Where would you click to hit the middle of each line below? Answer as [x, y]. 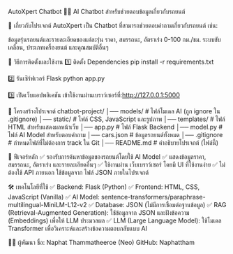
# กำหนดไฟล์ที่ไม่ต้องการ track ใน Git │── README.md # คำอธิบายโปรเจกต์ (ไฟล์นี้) [113, 143]
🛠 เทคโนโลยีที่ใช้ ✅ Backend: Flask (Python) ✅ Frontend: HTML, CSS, [104, 187]
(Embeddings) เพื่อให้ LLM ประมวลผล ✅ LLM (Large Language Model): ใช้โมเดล [115, 220]
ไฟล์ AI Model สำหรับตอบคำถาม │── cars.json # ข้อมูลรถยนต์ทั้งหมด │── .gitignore [115, 135]
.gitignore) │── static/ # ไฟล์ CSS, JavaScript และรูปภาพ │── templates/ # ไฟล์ [116, 119]
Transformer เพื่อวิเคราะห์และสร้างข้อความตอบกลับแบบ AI [77, 228]
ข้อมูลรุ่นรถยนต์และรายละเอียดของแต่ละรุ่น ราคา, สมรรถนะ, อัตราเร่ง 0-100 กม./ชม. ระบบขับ [115, 40]
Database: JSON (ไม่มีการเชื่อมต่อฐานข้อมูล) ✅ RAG [161, 205]
